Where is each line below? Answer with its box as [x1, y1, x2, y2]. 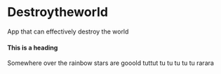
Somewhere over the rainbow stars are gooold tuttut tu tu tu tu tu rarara [7, 59, 214, 67]
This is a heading [7, 43, 58, 52]
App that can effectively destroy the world [7, 27, 129, 36]
